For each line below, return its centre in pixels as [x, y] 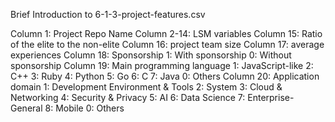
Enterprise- [271, 97]
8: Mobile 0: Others [84, 108]
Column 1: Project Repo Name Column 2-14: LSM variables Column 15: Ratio [166, 33]
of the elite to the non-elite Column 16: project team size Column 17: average [167, 44]
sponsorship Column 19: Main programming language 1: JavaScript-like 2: [162, 65]
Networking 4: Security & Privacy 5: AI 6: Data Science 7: [128, 97]
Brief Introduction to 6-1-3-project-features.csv [108, 14]
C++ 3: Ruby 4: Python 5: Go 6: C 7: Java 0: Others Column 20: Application [165, 76]
